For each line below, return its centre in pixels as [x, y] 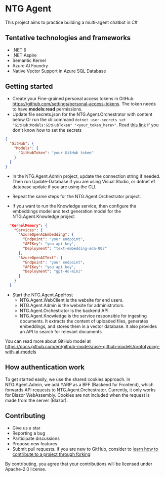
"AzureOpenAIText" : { [41, 258]
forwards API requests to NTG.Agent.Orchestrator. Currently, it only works [80, 390]
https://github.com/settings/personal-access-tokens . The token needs [84, 104]
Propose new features [35, 443]
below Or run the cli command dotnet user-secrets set [69, 119]
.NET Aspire [24, 55]
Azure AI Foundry [30, 65]
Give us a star [26, 428]
